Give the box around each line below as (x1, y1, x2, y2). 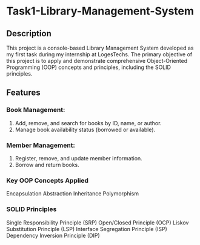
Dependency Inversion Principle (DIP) (6, 232, 100, 239)
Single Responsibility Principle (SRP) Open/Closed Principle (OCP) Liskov (6, 219, 189, 226)
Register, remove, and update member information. (15, 154, 142, 162)
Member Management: (6, 141, 76, 149)
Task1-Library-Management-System (6, 4, 195, 18)
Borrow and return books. (15, 161, 80, 168)
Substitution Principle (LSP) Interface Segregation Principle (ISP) (6, 225, 168, 232)
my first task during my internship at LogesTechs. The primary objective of (6, 51, 193, 58)
